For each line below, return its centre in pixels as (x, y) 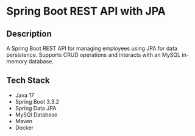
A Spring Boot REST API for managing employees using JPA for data (92, 48)
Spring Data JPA (36, 108)
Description (29, 34)
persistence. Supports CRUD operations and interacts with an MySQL (94, 55)
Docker (24, 127)
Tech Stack (28, 81)
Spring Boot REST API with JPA (86, 11)
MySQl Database (36, 115)
